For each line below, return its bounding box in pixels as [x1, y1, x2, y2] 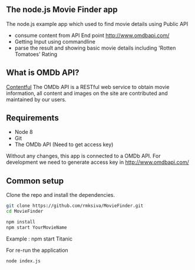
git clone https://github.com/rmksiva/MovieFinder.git [6, 203, 144, 209]
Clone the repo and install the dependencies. [6, 192, 115, 199]
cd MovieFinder [6, 209, 44, 215]
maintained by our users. [6, 96, 67, 103]
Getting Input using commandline [14, 38, 95, 45]
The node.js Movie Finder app [6, 5, 118, 15]
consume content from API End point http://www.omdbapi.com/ [14, 32, 170, 39]
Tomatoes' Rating [14, 50, 58, 58]
